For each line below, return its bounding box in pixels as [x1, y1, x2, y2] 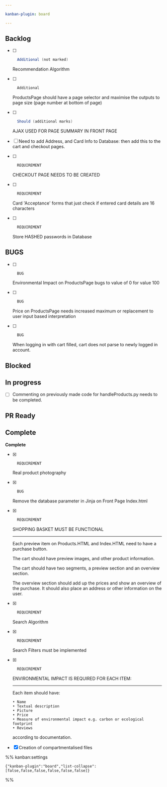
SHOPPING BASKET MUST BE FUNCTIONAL [12, 526, 104, 532]
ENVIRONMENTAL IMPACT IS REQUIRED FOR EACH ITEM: [12, 675, 132, 682]
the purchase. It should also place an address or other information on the [12, 586, 162, 591]
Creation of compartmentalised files [18, 744, 93, 750]
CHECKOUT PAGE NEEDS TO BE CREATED [12, 172, 100, 178]
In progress [5, 378, 41, 387]
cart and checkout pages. [12, 144, 66, 150]
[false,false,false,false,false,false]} [5, 768, 90, 773]
